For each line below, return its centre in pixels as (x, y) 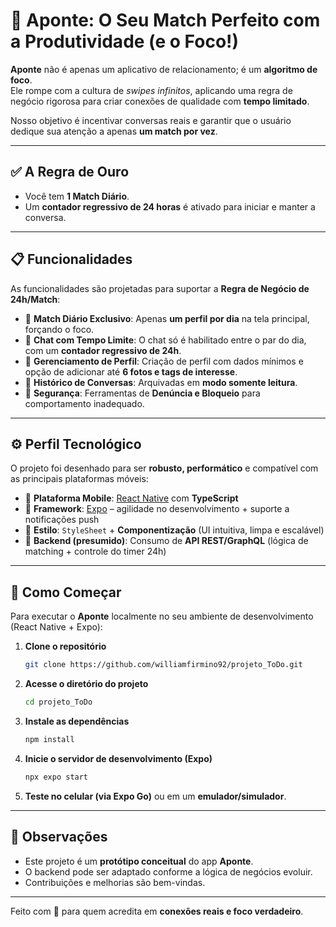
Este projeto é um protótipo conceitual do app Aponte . (139, 861)
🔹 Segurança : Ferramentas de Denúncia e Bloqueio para (142, 393)
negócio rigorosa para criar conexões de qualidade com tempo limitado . (160, 101)
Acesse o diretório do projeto (86, 684)
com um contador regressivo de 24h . (103, 350)
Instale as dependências (77, 721)
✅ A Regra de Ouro (70, 172)
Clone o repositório (65, 646)
